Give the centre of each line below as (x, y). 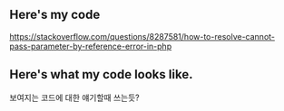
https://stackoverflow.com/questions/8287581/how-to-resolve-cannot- (142, 36)
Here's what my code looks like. (101, 74)
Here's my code (55, 15)
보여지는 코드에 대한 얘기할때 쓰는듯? (74, 97)
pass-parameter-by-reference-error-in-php (91, 46)
